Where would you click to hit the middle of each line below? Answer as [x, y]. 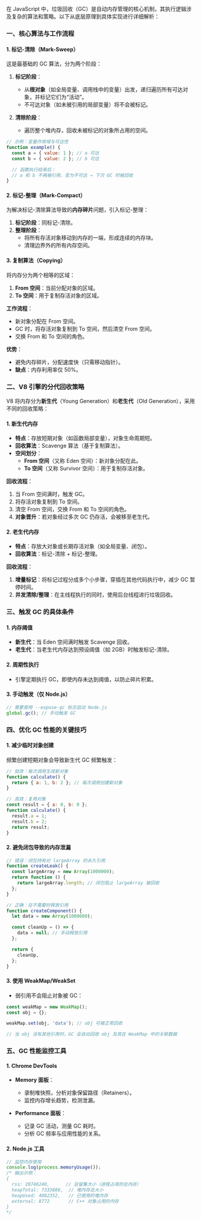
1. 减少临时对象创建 [30, 745]
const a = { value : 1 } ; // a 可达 [56, 153]
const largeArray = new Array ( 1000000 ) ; [63, 872]
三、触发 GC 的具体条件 [40, 612]
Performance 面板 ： [40, 1113]
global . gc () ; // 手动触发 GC [41, 713]
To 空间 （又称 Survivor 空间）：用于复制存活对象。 [86, 468]
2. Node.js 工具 [25, 1148]
